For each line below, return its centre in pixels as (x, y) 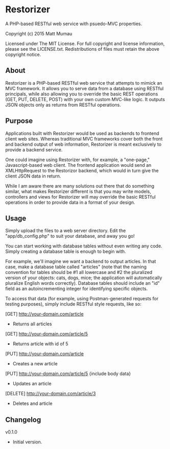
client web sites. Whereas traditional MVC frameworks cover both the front (84, 139)
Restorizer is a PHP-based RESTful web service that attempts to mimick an (84, 83)
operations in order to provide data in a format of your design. (70, 202)
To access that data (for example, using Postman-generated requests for (82, 299)
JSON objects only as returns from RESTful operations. (63, 105)
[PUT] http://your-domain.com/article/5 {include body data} (68, 374)
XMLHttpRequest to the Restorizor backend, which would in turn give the (82, 170)
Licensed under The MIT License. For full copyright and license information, (85, 43)
